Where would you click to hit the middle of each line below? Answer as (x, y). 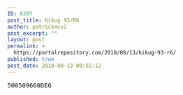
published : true (31, 59)
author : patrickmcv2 (37, 27)
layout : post (26, 40)
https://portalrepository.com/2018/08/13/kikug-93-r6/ (95, 53)
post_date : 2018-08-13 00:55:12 (54, 66)
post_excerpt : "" (32, 33)
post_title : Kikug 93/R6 (43, 20)
